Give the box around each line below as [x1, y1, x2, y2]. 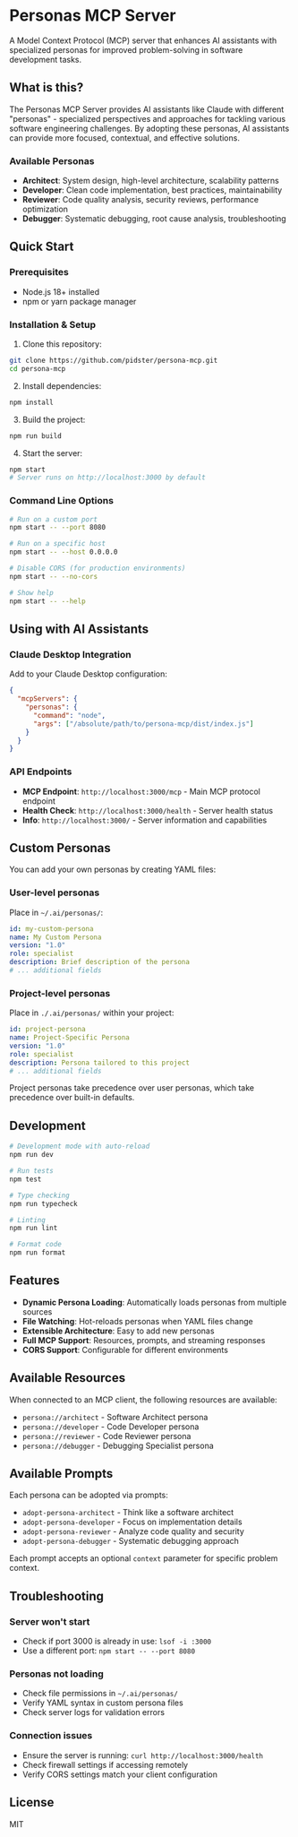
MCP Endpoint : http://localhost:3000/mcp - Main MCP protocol [21, 786, 261, 797]
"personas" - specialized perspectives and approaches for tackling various [9, 113, 286, 124]
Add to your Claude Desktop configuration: [9, 668, 168, 679]
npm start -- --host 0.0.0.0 [9, 548, 118, 556]
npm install [9, 398, 54, 407]
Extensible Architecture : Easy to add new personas [21, 1325, 215, 1336]
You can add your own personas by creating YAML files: [9, 864, 217, 875]
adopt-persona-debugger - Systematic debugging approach [21, 1536, 240, 1547]
